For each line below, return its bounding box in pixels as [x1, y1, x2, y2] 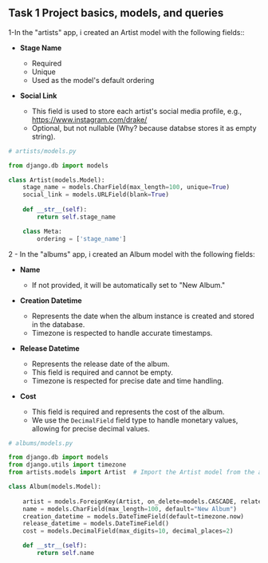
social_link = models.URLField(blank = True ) [22, 191, 170, 199]
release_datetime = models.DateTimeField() [22, 520, 170, 528]
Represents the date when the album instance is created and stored [31, 311, 254, 321]
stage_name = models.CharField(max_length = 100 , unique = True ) [22, 183, 230, 191]
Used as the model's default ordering [31, 75, 155, 85]
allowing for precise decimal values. [31, 423, 150, 433]
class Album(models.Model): [8, 482, 102, 491]
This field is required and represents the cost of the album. [31, 407, 225, 416]
